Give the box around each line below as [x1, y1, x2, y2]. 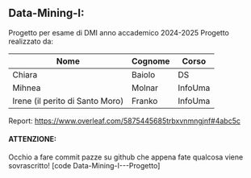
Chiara [12, 68, 38, 80]
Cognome [132, 56, 170, 67]
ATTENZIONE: [8, 135, 56, 144]
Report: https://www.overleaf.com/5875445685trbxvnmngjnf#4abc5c [8, 116, 241, 126]
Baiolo [132, 68, 156, 80]
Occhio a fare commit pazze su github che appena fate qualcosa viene [8, 152, 244, 162]
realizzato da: [8, 36, 54, 46]
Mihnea [12, 82, 41, 93]
